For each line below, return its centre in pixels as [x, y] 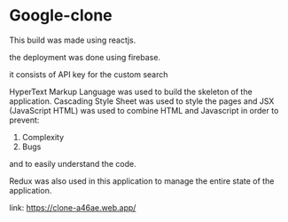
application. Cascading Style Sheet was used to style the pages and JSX [142, 101]
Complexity [43, 137]
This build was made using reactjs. [73, 40]
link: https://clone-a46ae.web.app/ [73, 207]
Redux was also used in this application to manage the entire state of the [142, 181]
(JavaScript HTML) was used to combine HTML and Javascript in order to [144, 110]
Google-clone [61, 16]
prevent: [24, 120]
